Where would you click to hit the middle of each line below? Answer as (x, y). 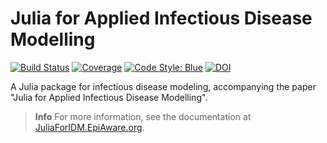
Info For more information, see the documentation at (143, 116)
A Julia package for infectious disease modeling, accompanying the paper (163, 86)
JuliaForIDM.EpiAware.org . (89, 127)
